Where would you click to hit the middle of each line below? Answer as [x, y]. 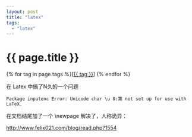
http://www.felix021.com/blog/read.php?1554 [62, 128]
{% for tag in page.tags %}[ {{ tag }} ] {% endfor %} [68, 74]
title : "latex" [25, 17]
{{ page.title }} [43, 58]
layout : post [22, 12]
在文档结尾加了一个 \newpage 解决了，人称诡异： [67, 116]
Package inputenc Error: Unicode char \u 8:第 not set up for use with [96, 99]
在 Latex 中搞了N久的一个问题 [43, 86]
